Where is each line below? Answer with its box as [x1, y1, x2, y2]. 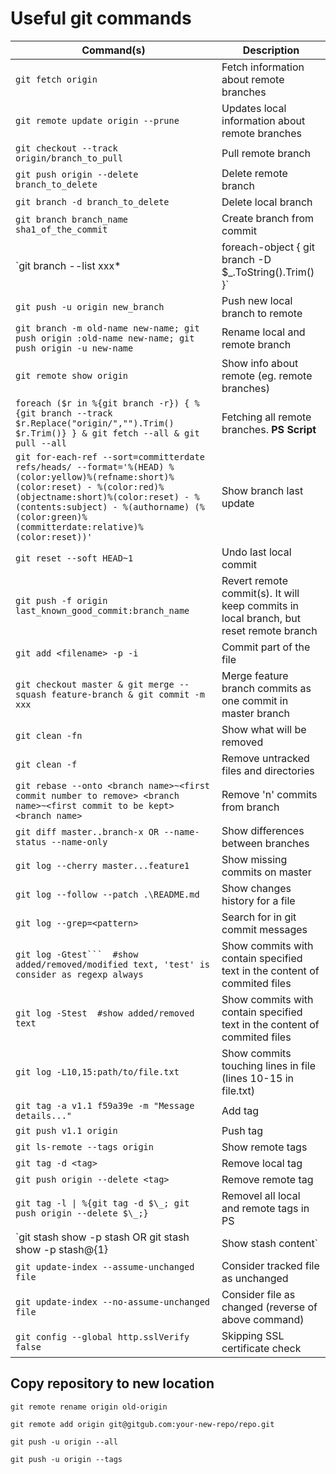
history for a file [221, 893, 296, 907]
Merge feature [221, 668, 289, 682]
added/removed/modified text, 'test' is [15, 958, 210, 970]
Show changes [221, 881, 292, 895]
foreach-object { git [221, 240, 315, 254]
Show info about [221, 356, 299, 370]
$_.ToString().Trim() [221, 265, 315, 279]
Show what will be [221, 722, 307, 736]
